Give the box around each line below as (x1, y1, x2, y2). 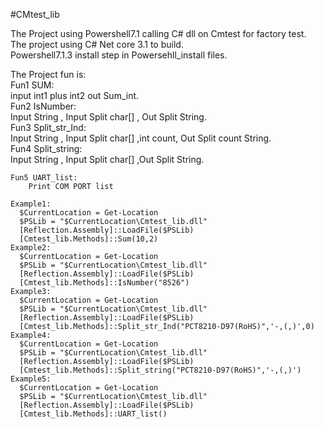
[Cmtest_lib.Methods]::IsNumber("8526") (19, 278, 190, 288)
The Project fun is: (10, 69, 87, 80)
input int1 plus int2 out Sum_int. (10, 90, 140, 101)
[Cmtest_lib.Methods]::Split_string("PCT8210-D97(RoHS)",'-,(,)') (19, 365, 302, 375)
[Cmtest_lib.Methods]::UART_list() (19, 409, 168, 419)
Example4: (10, 330, 52, 340)
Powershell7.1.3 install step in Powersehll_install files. (10, 49, 228, 61)
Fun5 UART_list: (10, 173, 78, 183)
